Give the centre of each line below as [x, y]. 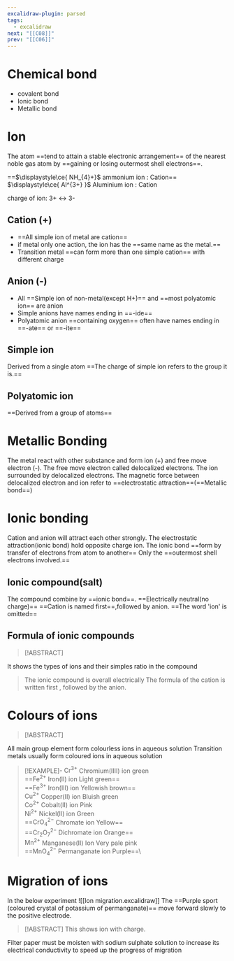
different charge [41, 259]
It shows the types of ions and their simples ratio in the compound [102, 666]
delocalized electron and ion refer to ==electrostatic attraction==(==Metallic [117, 483]
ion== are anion [40, 306]
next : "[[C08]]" [31, 33]
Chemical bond [52, 74]
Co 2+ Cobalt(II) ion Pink [58, 804]
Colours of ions [52, 715]
